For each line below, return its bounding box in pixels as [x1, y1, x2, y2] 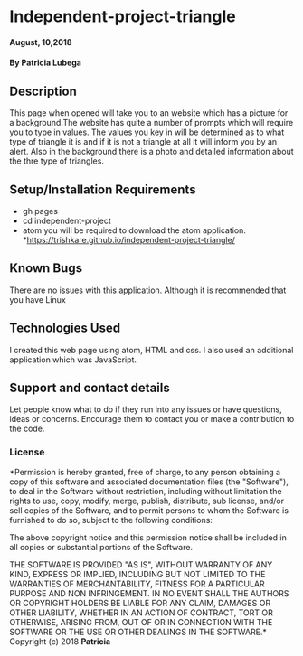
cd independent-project [22, 215, 111, 226]
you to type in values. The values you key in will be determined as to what [9, 127, 285, 137]
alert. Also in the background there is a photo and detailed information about [9, 146, 294, 157]
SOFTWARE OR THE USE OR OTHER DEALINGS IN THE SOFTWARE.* [9, 626, 267, 637]
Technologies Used [9, 321, 120, 336]
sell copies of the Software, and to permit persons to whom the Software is [9, 504, 289, 516]
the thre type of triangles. [9, 155, 104, 166]
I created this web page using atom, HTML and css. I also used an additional [9, 344, 294, 355]
